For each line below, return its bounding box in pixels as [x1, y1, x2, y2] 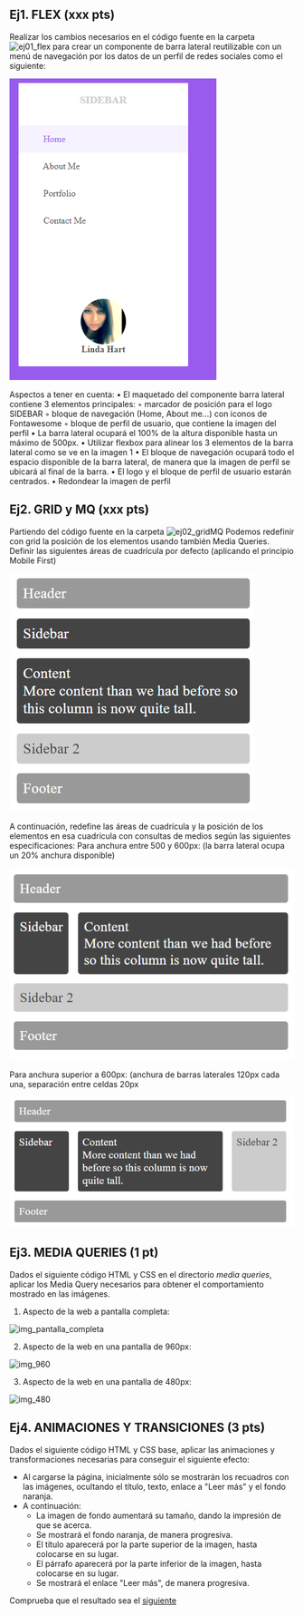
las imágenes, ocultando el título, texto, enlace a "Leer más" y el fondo [22, 1481, 287, 1492]
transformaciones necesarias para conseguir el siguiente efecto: [9, 1454, 251, 1464]
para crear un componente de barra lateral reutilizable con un [52, 41, 282, 52]
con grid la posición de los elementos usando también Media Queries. [9, 535, 270, 547]
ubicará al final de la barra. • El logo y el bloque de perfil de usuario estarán [9, 466, 292, 477]
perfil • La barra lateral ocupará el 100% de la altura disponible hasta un [9, 427, 278, 438]
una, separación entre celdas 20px [9, 1078, 139, 1089]
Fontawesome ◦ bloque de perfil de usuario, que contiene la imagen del [9, 417, 277, 429]
